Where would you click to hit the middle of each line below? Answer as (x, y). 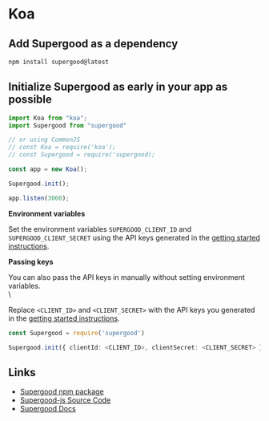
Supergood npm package (62, 392)
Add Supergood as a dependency (93, 44)
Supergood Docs (48, 409)
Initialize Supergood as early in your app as (118, 87)
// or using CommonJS (44, 140)
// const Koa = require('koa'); (62, 148)
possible (30, 100)
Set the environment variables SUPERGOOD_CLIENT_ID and (100, 229)
